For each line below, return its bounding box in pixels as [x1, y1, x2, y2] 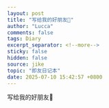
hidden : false [7, 55, 48, 62]
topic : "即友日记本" [7, 67, 60, 74]
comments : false [7, 29, 53, 36]
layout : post [7, 10, 45, 17]
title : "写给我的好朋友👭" [7, 16, 74, 23]
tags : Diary [7, 36, 41, 42]
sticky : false [7, 49, 48, 55]
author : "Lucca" [7, 23, 53, 29]
